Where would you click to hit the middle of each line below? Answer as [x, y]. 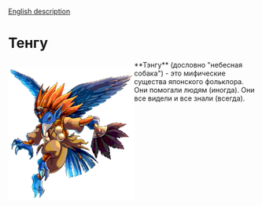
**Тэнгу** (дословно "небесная [188, 64]
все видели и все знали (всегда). [190, 98]
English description [39, 11]
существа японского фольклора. [189, 81]
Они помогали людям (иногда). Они [194, 90]
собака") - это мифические [180, 73]
